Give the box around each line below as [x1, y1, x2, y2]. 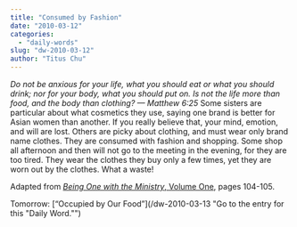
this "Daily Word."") [10, 208, 81, 218]
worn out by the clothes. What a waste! [10, 164, 154, 174]
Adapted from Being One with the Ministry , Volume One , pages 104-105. [10, 182, 276, 191]
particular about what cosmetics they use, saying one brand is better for [10, 108, 276, 118]
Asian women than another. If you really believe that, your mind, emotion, [10, 117, 279, 127]
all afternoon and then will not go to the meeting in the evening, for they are [10, 145, 287, 156]
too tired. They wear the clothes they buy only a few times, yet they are [10, 155, 272, 165]
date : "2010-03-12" [10, 21, 83, 30]
